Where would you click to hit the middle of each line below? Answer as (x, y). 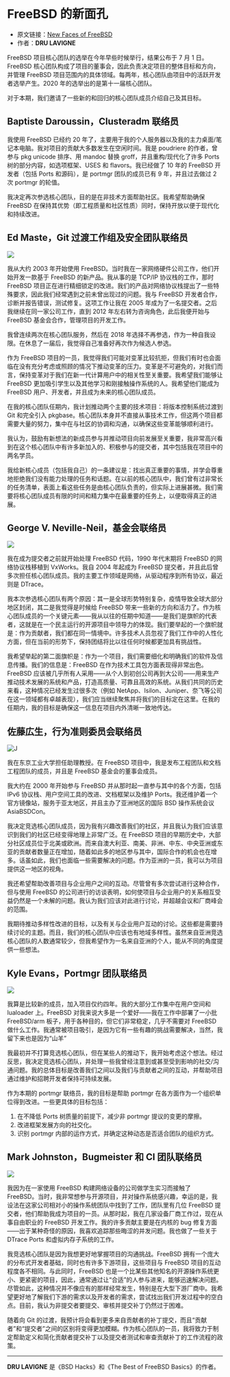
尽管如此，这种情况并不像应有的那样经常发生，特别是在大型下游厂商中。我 (112, 1288)
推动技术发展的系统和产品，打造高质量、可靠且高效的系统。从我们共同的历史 (115, 682)
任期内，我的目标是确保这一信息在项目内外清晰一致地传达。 (91, 708)
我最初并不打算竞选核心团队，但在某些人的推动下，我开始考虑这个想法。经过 (115, 1053)
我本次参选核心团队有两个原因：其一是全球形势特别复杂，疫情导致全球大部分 (115, 599)
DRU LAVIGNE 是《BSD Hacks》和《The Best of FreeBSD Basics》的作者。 (114, 1367)
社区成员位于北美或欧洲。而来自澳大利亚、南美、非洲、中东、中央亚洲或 (115, 843)
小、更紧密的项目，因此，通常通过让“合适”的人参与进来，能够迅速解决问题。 (115, 1280)
